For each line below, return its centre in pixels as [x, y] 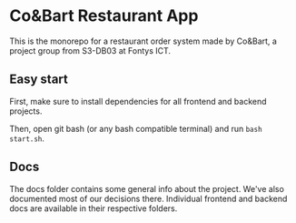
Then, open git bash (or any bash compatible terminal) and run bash [136, 128]
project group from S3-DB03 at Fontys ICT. [90, 50]
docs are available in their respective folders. [94, 208]
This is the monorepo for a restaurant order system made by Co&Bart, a [143, 41]
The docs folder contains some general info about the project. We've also [147, 188]
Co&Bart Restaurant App [104, 16]
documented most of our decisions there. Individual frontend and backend [148, 198]
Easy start [39, 80]
